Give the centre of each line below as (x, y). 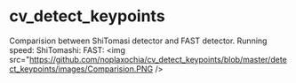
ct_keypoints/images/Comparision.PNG (81, 69)
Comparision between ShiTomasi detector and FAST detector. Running (138, 41)
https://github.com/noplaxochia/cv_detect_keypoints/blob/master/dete (158, 59)
